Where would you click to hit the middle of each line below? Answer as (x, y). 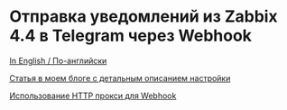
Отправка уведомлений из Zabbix (143, 17)
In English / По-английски (58, 60)
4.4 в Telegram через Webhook (131, 36)
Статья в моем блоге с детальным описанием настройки (120, 78)
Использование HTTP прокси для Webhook (93, 96)
